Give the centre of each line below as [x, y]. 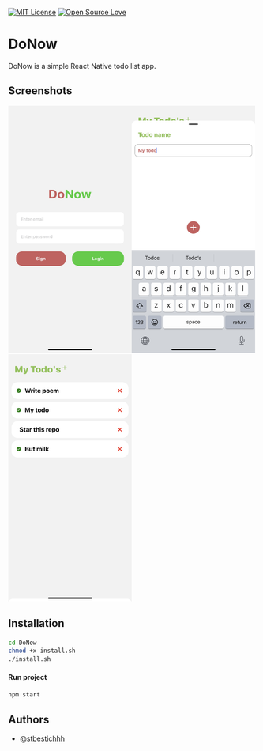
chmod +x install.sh [42, 651]
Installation [36, 623]
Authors [29, 719]
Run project [28, 677]
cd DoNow [23, 643]
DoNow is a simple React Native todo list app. [82, 66]
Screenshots [40, 91]
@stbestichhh [42, 738]
